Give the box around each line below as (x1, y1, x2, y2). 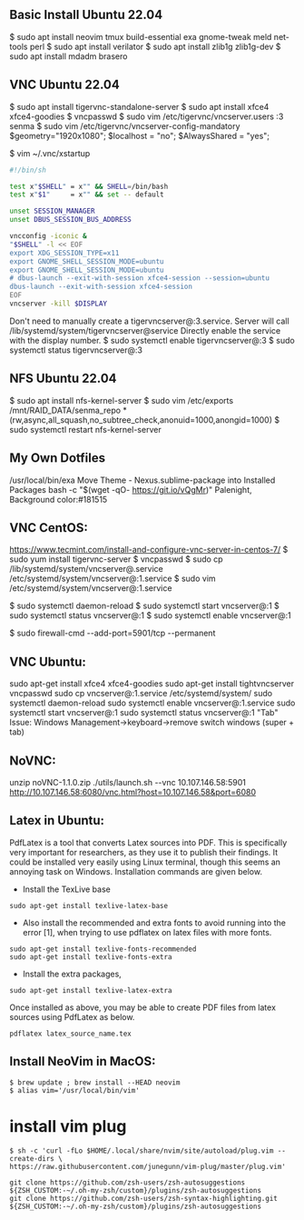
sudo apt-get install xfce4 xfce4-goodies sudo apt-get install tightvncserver (9, 678, 295, 689)
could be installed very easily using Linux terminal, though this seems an (9, 856, 281, 867)
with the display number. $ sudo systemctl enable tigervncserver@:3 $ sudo (9, 335, 295, 345)
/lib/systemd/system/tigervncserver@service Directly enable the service (9, 325, 281, 335)
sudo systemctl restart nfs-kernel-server (9, 424, 162, 435)
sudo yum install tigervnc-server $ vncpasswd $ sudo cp (9, 554, 224, 565)
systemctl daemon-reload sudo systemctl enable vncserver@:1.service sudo (9, 697, 296, 708)
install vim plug (9, 1115, 127, 1136)
